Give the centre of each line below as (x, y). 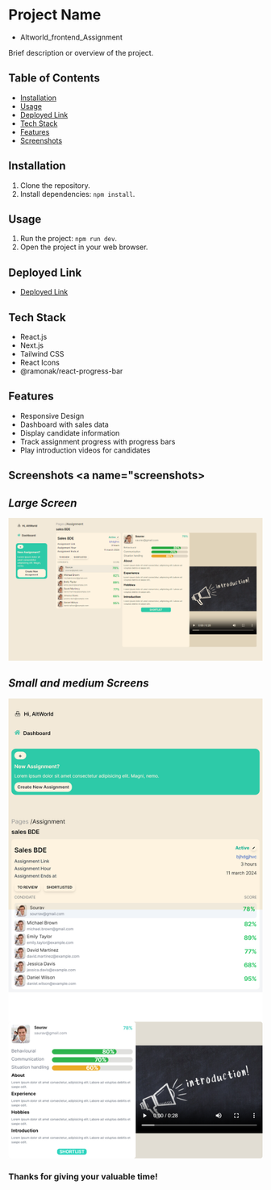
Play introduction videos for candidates (85, 450)
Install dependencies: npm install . (77, 194)
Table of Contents (54, 78)
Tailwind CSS (42, 354)
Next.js (32, 345)
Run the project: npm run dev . (69, 239)
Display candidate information (70, 432)
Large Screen (43, 503)
